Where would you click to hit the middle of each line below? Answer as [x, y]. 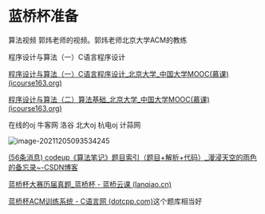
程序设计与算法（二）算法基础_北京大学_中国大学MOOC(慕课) [109, 99]
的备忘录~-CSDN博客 [43, 167]
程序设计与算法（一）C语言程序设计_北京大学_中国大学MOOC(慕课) [119, 73]
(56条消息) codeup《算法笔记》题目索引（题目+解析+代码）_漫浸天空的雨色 [133, 157]
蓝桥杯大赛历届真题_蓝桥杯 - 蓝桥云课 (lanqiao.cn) [90, 184]
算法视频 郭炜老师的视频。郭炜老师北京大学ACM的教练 [98, 40]
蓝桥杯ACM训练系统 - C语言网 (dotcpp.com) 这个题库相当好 [105, 201]
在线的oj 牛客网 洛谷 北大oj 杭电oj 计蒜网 [75, 125]
